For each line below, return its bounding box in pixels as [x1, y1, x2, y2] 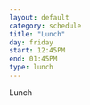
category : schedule [9, 21, 82, 30]
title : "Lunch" [9, 29, 66, 38]
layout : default [9, 12, 70, 22]
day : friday [9, 37, 53, 47]
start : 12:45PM [9, 46, 66, 55]
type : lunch [9, 63, 53, 72]
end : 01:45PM [9, 54, 58, 63]
